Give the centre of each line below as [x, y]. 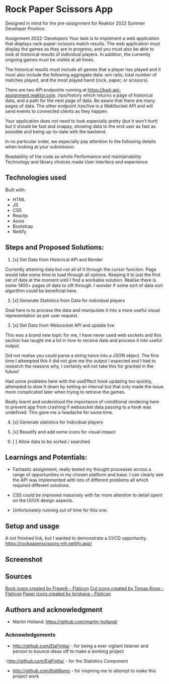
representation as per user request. [42, 315]
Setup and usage [32, 526]
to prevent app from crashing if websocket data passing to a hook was [78, 407]
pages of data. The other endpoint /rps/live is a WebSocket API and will [79, 106]
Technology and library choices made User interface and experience [76, 161]
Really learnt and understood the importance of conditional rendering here [82, 401]
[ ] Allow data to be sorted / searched [51, 442]
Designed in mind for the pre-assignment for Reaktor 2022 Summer [75, 23]
